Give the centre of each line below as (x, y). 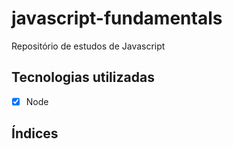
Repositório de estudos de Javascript (88, 46)
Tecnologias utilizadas (83, 77)
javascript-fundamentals (117, 18)
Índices (35, 133)
